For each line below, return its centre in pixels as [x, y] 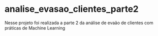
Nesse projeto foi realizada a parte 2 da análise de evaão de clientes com [79, 23]
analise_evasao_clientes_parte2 [72, 9]
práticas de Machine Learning [35, 28]
